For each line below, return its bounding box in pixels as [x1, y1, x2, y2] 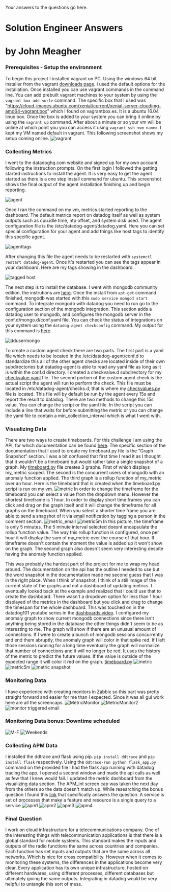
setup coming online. [5, 135, 49, 141]
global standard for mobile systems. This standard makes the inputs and [5, 838, 157, 844]
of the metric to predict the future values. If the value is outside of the [5, 653, 151, 659]
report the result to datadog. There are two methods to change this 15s [5, 396, 154, 402]
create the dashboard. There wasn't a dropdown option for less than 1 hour [5, 593, 163, 600]
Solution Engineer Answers [5, 22, 123, 34]
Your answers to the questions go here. [5, 5, 88, 10]
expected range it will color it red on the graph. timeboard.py [5, 659, 133, 665]
